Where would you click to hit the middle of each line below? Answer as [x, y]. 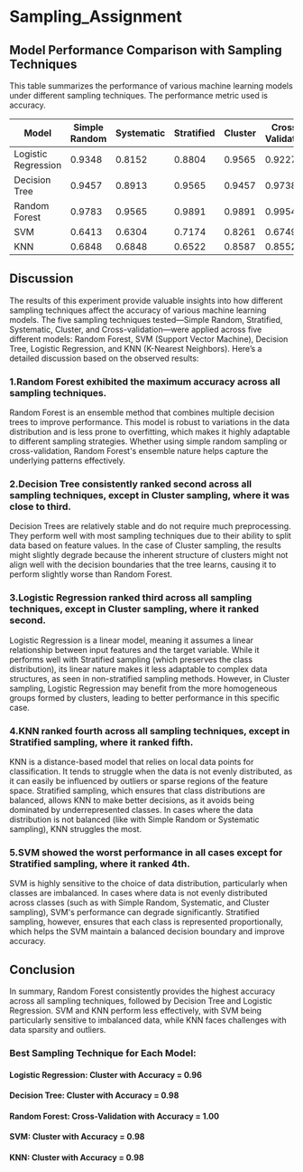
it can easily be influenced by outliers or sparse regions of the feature [139, 781]
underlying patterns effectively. [68, 461]
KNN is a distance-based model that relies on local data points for [132, 762]
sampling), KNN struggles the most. [76, 829]
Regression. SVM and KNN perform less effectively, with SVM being [136, 1011]
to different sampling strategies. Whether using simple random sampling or [148, 441]
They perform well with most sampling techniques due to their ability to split [150, 536]
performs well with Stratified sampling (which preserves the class [131, 659]
